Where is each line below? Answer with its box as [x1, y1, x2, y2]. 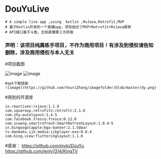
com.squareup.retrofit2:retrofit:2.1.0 [5, 108, 86, 113]
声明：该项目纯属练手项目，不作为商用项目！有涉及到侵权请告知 [5, 42, 154, 48]
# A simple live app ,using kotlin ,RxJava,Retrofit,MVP [5, 19, 124, 24]
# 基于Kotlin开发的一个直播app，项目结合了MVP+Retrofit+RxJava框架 [5, 24, 132, 30]
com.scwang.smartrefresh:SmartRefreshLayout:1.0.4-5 [5, 121, 114, 126]
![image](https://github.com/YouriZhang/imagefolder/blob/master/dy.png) [5, 85, 157, 90]
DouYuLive [5, 3, 50, 15]
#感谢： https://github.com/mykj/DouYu [5, 143, 85, 149]
